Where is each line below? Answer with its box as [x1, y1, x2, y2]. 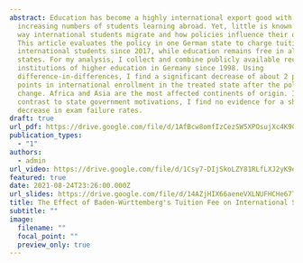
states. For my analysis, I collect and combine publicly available [17, 55, 280, 64]
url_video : [9, 164, 50, 174]
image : [9, 214, 34, 224]
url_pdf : [9, 123, 42, 132]
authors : [9, 147, 42, 156]
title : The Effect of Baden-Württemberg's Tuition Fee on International [9, 198, 289, 208]
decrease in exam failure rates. [17, 106, 143, 115]
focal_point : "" [17, 231, 78, 240]
